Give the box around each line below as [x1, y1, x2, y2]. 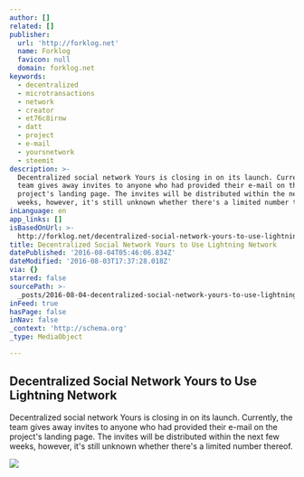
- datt [17, 123, 43, 132]
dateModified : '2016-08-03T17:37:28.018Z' [9, 257, 172, 267]
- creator [17, 106, 54, 115]
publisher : [9, 30, 51, 39]
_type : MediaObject [9, 332, 83, 341]
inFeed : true [9, 299, 59, 308]
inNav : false [9, 315, 59, 325]
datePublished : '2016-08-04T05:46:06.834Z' [9, 248, 176, 257]
